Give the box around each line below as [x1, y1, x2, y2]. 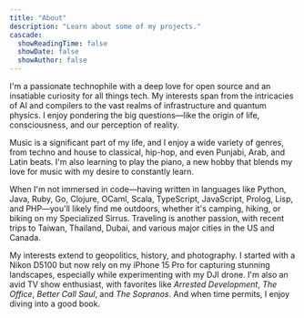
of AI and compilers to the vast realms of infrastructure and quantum [9, 100, 267, 110]
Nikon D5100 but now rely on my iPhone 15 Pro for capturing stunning [9, 260, 270, 270]
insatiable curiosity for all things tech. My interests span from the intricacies [9, 90, 294, 101]
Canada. [9, 232, 41, 242]
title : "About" [9, 13, 67, 23]
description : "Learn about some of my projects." [9, 22, 202, 31]
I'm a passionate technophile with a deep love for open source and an [9, 81, 271, 91]
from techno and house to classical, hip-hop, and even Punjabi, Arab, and [9, 147, 286, 158]
